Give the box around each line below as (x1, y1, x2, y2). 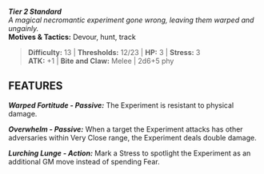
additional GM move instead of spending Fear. (8, 156, 160, 166)
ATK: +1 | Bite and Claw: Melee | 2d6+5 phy (27, 56, 174, 65)
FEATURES (8, 79, 63, 93)
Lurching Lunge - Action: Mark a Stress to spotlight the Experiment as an (8, 148, 251, 158)
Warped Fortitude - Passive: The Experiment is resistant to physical (8, 100, 234, 110)
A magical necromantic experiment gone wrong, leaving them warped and (8, 15, 254, 25)
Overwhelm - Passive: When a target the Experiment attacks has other (8, 124, 243, 134)
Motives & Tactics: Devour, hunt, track (8, 32, 136, 42)
